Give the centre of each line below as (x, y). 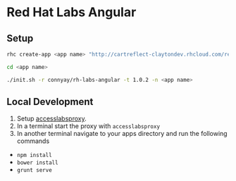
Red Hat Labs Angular (72, 12)
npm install (34, 156)
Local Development (50, 102)
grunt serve (34, 170)
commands (33, 141)
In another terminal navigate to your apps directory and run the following (122, 134)
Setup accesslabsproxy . (51, 119)
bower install (37, 163)
